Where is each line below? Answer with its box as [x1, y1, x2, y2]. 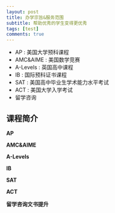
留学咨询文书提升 [6, 200, 49, 208]
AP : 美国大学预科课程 [14, 49, 69, 56]
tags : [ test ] [6, 25, 39, 32]
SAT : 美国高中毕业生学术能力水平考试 [14, 79, 110, 86]
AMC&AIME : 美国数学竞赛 [14, 56, 80, 63]
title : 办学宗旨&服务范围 [6, 14, 64, 21]
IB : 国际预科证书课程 [14, 71, 67, 78]
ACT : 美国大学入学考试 [14, 86, 73, 94]
